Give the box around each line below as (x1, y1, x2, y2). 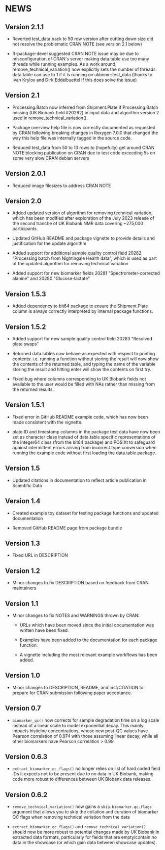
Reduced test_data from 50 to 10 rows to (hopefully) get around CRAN (12, 144, 155, 150)
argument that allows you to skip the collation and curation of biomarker (12, 809, 159, 815)
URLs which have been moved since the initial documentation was (19, 622, 154, 628)
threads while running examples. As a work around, (12, 61, 117, 67)
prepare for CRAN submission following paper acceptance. (12, 690, 132, 696)
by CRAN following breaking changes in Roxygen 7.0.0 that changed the (12, 130, 159, 136)
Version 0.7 (5, 704, 41, 712)
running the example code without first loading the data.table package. (12, 450, 157, 456)
